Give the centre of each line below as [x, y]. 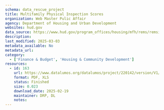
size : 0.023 [26, 86]
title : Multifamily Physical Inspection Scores [54, 14]
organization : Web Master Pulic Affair [46, 18]
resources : [16, 64]
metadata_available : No [29, 46]
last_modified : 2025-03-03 [32, 41]
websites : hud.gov [24, 28]
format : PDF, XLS [31, 77]
